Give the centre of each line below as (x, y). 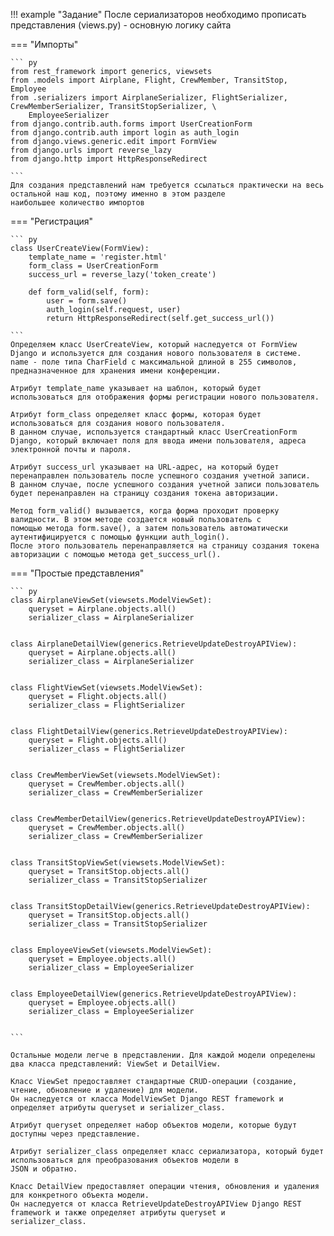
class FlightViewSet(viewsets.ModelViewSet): (106, 688)
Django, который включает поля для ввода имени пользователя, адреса (158, 441)
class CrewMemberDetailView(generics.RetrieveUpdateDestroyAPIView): (158, 819)
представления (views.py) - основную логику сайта (121, 25)
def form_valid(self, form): (89, 292)
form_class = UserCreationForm (93, 266)
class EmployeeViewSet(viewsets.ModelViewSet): (111, 950)
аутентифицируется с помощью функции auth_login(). (120, 537)
